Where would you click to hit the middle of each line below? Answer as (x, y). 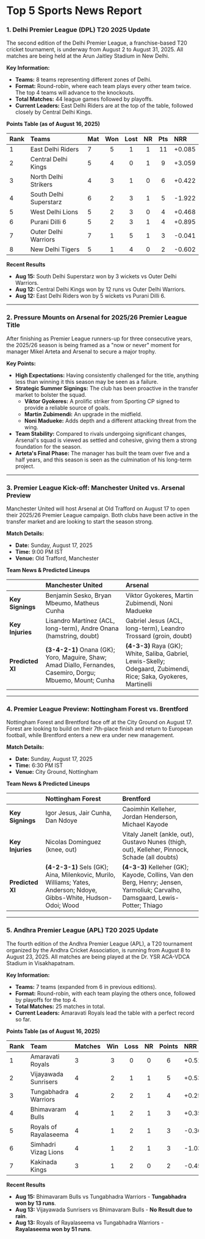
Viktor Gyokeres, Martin (159, 595)
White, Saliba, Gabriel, (157, 653)
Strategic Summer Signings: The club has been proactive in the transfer (106, 388)
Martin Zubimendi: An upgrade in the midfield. (83, 414)
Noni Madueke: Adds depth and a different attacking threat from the (110, 421)
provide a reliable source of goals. (67, 408)
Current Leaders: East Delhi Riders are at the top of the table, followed (104, 106)
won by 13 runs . (35, 1203)
